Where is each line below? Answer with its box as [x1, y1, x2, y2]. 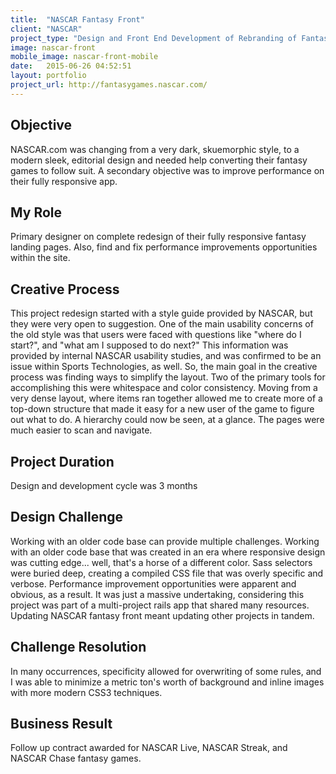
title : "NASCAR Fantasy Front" [10, 14, 145, 25]
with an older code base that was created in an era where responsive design [10, 546, 326, 558]
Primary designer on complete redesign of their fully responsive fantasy [10, 231, 307, 243]
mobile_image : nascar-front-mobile [10, 52, 159, 62]
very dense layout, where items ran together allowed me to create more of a [10, 392, 323, 405]
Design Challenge [10, 509, 123, 526]
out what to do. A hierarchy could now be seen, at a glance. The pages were [10, 414, 325, 426]
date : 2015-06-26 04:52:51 [10, 61, 132, 71]
